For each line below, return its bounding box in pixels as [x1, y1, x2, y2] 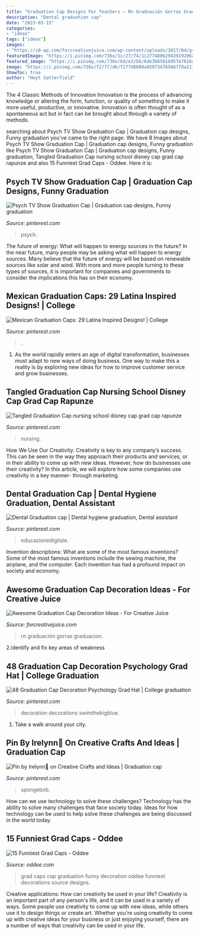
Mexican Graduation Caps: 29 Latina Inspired [6, 291, 176, 302]
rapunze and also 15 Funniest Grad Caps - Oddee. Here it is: [6, 160, 153, 167]
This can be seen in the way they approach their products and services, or [6, 452, 188, 460]
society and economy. [6, 568, 60, 575]
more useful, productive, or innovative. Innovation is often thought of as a [6, 104, 185, 111]
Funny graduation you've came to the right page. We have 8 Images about [6, 134, 187, 141]
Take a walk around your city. [14, 721, 87, 728]
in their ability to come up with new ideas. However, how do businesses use [6, 459, 191, 466]
